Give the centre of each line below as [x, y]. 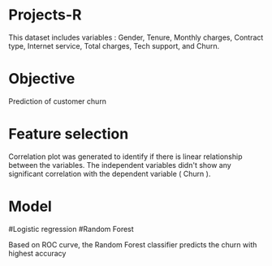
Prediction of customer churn [58, 101]
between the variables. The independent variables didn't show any [120, 165]
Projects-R [45, 15]
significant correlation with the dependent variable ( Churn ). [110, 174]
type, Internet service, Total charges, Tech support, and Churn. [114, 45]
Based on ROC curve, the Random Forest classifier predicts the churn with [133, 244]
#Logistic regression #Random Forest [71, 229]
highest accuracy [37, 253]
